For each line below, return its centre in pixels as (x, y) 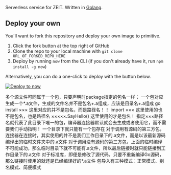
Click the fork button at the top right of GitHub (61, 46)
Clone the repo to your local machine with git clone (67, 51)
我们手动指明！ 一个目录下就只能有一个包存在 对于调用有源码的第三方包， (87, 129)
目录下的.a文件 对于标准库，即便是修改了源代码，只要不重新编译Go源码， (87, 154)
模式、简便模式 (25, 167)
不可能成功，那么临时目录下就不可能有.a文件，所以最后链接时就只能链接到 (83, 148)
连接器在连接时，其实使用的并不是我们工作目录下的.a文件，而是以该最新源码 (86, 135)
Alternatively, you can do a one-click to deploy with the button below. (78, 76)
